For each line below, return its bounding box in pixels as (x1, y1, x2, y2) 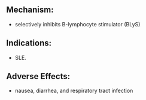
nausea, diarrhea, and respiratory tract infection (14, 87, 133, 95)
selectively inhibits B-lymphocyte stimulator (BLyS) (14, 20, 141, 28)
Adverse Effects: (6, 71, 71, 81)
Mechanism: (6, 5, 54, 15)
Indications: (6, 38, 52, 49)
